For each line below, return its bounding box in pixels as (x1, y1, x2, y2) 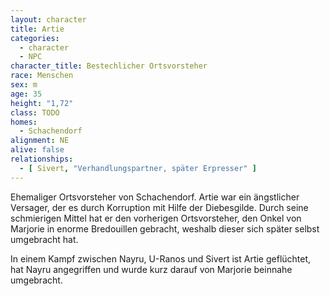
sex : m (10, 80, 38, 90)
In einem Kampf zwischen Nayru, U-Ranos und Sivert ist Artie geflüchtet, (10, 252, 312, 265)
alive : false (10, 145, 65, 155)
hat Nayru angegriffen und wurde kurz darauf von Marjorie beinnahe (10, 263, 293, 275)
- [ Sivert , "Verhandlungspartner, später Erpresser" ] (19, 163, 257, 173)
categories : (10, 33, 60, 43)
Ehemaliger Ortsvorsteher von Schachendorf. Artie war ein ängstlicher (10, 191, 300, 203)
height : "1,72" (10, 98, 74, 108)
